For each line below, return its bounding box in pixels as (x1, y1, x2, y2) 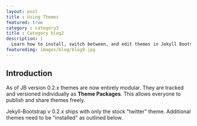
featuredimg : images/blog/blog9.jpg (6, 47, 96, 53)
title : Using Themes (6, 14, 59, 20)
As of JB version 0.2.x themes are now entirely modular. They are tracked (6, 84, 184, 91)
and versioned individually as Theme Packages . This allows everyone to (6, 90, 181, 97)
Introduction (6, 69, 53, 79)
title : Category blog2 (6, 30, 64, 36)
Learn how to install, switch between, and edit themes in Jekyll (11, 42, 177, 47)
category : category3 (6, 25, 59, 31)
